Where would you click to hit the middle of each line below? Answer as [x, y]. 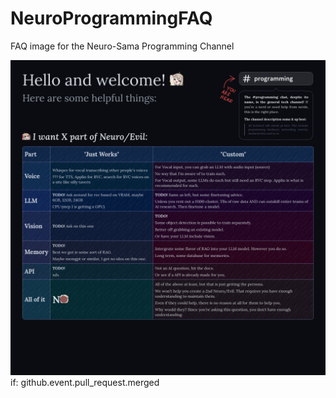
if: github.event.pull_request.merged [85, 382]
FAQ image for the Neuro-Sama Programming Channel [122, 46]
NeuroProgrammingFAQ [111, 18]
